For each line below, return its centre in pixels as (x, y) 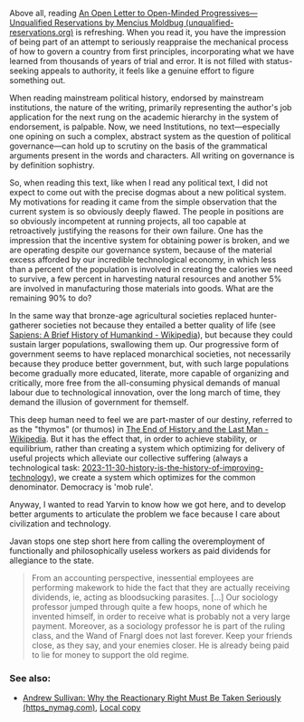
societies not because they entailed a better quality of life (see (159, 325)
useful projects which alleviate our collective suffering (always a (129, 458)
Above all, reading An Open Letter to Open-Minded (104, 13)
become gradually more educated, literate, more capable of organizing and (149, 373)
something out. (38, 80)
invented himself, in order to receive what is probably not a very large (161, 616)
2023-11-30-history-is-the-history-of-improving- (173, 468)
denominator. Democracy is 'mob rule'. (81, 487)
